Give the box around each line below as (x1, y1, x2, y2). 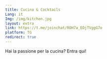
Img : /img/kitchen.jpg (5, 16, 52, 21)
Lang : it (5, 12, 23, 17)
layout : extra (5, 21, 35, 26)
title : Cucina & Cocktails (5, 7, 61, 12)
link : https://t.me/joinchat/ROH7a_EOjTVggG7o (5, 26, 103, 30)
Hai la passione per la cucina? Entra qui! (5, 48, 86, 54)
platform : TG (5, 30, 32, 35)
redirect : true (5, 35, 36, 40)
